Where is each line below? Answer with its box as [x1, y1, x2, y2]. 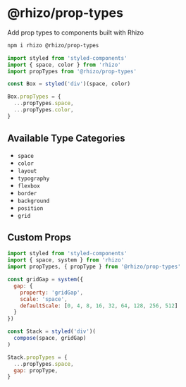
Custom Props [7, 231, 72, 244]
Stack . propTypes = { [7, 354, 68, 361]
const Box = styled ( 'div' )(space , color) [7, 80, 131, 87]
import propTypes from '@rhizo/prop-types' [7, 68, 137, 75]
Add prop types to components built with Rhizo [7, 28, 144, 37]
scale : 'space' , [20, 295, 68, 302]
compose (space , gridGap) [13, 335, 87, 342]
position [17, 204, 44, 212]
